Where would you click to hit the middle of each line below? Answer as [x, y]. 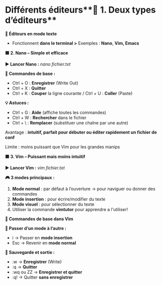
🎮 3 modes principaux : [30, 178]
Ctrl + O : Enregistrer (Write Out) [45, 83]
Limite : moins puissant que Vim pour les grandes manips [63, 147]
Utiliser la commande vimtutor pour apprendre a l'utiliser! [70, 209]
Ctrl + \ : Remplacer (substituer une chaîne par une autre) [70, 123]
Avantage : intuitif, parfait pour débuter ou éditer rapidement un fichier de [81, 132]
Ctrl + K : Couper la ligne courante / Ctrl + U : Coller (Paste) [72, 93]
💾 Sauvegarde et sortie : [30, 252]
